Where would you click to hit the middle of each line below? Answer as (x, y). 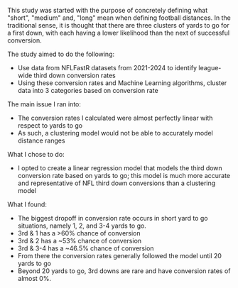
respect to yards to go (50, 126)
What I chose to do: (36, 154)
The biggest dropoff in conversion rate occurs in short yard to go (113, 218)
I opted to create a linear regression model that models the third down (120, 168)
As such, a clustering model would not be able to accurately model (115, 133)
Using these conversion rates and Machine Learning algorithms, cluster (122, 83)
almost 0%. (34, 278)
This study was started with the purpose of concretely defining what (108, 10)
